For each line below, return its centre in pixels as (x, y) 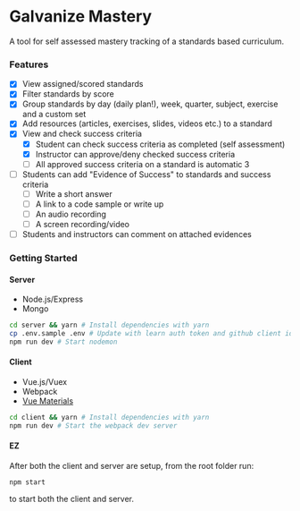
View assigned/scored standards (83, 84)
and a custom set (54, 115)
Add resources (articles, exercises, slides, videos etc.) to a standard (147, 123)
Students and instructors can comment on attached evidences (137, 234)
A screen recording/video (83, 224)
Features (29, 64)
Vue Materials (48, 401)
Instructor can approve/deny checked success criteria (135, 154)
